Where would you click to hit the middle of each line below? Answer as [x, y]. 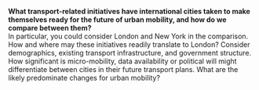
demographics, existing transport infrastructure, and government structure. [130, 53]
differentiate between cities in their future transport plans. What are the [123, 69]
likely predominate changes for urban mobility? [84, 78]
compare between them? [50, 28]
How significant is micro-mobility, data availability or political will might [122, 61]
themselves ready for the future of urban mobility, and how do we [117, 20]
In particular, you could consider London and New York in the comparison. [128, 36]
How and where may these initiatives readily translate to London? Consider [129, 45]
